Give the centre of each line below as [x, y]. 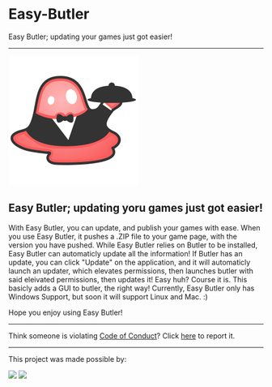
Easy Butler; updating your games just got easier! [90, 37]
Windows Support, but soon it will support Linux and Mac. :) [108, 296]
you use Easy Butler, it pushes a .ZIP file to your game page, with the [123, 236]
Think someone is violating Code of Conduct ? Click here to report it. [122, 335]
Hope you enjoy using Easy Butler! [66, 312]
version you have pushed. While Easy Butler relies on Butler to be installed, [133, 245]
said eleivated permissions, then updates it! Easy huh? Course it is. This [128, 279]
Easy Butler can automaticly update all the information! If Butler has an [125, 253]
